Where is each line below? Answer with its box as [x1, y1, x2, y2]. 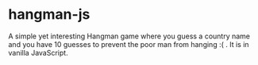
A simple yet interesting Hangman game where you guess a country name [8, 31, 251, 41]
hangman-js [8, 5, 90, 23]
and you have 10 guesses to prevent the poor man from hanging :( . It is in [8, 39, 249, 49]
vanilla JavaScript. [8, 48, 69, 57]
